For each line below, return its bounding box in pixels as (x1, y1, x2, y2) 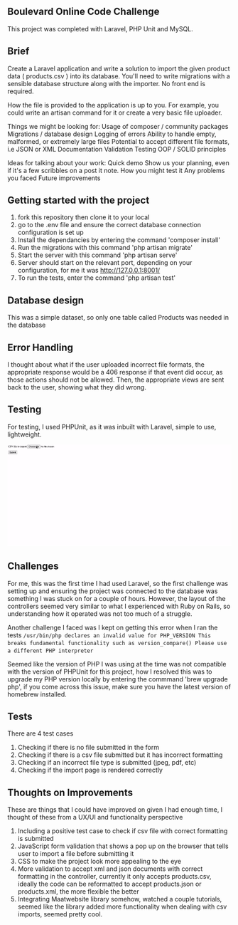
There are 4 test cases (7, 729, 74, 738)
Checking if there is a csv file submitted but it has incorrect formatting (17, 751, 223, 759)
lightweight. (7, 430, 42, 439)
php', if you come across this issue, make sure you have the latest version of (7, 682, 231, 691)
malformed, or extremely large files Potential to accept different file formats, (7, 137, 229, 145)
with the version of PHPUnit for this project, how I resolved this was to (7, 667, 212, 676)
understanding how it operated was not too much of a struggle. (7, 609, 193, 618)
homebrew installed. (7, 690, 67, 699)
